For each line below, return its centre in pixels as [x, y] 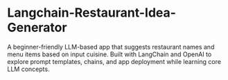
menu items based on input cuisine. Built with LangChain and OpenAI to [109, 54]
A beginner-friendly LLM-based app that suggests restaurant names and [111, 47]
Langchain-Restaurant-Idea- [92, 13]
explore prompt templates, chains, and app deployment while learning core [114, 61]
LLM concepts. [28, 69]
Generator [37, 27]
